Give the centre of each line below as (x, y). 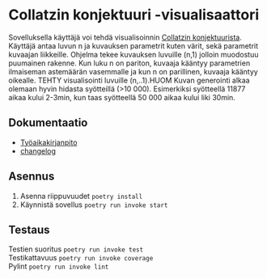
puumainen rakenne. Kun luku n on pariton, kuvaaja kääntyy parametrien (129, 63)
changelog (38, 150)
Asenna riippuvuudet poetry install (81, 196)
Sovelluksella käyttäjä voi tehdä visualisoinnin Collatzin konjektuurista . (125, 37)
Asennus (32, 177)
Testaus (29, 229)
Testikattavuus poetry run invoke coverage (81, 258)
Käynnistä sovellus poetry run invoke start (94, 205)
